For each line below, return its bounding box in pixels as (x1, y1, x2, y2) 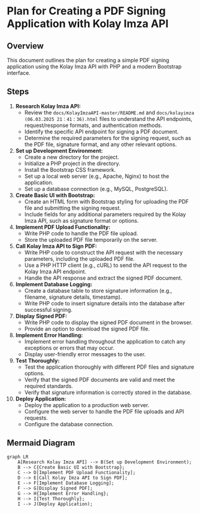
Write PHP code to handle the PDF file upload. (24, 229, 138, 237)
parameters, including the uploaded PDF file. (24, 255, 135, 262)
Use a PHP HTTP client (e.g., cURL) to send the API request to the (24, 262, 187, 269)
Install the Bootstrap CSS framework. (24, 166, 116, 173)
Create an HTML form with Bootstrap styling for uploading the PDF (24, 198, 189, 205)
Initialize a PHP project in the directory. (24, 160, 120, 167)
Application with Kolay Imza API (7, 17, 169, 31)
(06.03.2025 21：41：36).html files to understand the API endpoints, (24, 115, 193, 122)
